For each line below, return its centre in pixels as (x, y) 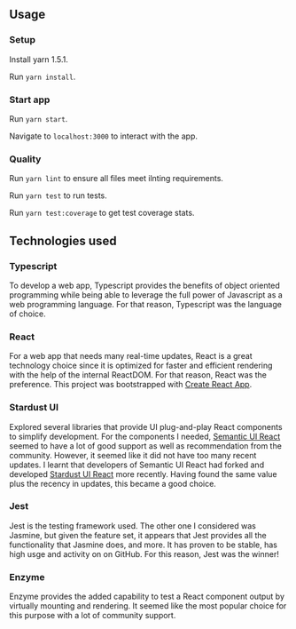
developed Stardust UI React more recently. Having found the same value (143, 474)
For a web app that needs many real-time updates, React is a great (131, 356)
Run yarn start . (39, 118)
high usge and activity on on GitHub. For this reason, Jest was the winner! (144, 553)
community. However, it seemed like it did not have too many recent (133, 455)
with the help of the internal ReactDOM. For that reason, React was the (138, 375)
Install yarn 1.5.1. (39, 59)
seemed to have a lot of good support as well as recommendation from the (145, 446)
